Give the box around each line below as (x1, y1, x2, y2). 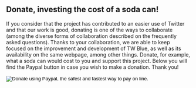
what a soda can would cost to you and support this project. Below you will (6, 57, 187, 64)
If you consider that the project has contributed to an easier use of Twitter (6, 20, 185, 27)
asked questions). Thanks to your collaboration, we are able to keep (6, 38, 170, 45)
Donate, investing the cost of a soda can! (6, 5, 159, 15)
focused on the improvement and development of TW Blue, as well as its (6, 45, 181, 52)
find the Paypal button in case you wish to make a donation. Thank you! (6, 64, 179, 71)
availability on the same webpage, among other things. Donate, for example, (6, 51, 191, 58)
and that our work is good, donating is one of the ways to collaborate (6, 26, 173, 33)
